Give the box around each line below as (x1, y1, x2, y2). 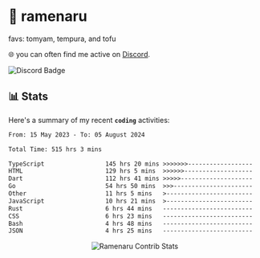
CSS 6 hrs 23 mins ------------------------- (8, 212, 253, 220)
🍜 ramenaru (8, 7, 88, 26)
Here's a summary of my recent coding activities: (8, 115, 170, 125)
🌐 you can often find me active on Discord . (8, 49, 151, 59)
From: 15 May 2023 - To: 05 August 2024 (8, 130, 146, 139)
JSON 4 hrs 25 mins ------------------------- (8, 227, 253, 235)
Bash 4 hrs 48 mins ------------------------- (8, 219, 253, 227)
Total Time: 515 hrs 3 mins (8, 145, 103, 154)
